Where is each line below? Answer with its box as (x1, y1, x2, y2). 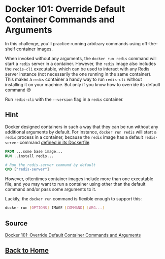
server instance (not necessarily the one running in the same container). (5, 71, 152, 77)
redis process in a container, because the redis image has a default (5, 134, 144, 140)
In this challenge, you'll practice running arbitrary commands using (5, 40, 141, 46)
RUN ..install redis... (5, 154, 54, 159)
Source (5, 219, 28, 227)
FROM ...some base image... (5, 149, 63, 154)
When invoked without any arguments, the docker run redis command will (5, 55, 157, 61)
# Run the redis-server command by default (5, 162, 96, 167)
